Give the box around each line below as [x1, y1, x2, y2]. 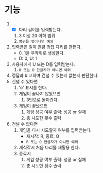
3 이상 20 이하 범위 [18, 33, 55, 38]
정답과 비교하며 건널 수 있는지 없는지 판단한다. [11, 72, 99, 78]
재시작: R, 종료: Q [26, 133, 59, 139]
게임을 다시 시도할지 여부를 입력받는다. [18, 127, 92, 133]
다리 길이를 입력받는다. [18, 26, 62, 32]
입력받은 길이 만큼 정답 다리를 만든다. [11, 44, 82, 50]
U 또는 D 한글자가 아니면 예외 [18, 68, 71, 72]
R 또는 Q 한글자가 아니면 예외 [26, 139, 78, 144]
